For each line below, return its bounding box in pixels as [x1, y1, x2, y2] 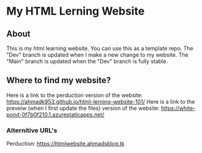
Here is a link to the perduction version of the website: [6, 91, 143, 99]
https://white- [161, 104, 196, 112]
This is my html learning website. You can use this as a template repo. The [6, 44, 194, 52]
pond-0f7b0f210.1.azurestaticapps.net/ [6, 111, 105, 118]
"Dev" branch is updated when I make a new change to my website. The [6, 51, 189, 59]
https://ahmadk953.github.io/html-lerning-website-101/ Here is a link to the [6, 98, 195, 105]
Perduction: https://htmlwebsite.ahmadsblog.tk [6, 140, 125, 148]
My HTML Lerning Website [6, 4, 145, 18]
